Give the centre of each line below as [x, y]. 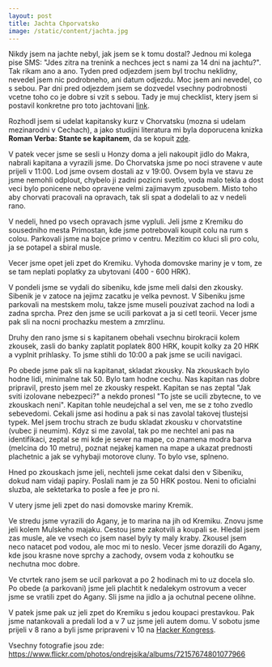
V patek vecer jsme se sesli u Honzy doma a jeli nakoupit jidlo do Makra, [129, 154]
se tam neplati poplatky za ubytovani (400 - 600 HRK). [100, 272]
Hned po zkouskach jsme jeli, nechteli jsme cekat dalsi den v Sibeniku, [126, 472]
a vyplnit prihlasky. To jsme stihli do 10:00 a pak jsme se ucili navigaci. [125, 355]
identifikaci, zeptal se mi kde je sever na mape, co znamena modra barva [130, 439]
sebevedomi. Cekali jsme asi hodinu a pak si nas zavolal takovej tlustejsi [128, 413]
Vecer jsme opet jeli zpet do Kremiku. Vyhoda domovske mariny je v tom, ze [136, 263]
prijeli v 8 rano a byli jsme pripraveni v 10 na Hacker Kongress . [112, 630]
